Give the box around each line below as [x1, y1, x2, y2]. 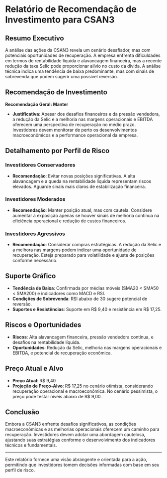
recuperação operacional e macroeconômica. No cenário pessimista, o [12, 388, 158, 394]
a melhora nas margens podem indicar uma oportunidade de [12, 247, 137, 253]
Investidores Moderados [5, 196, 66, 203]
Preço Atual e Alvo [5, 364, 64, 373]
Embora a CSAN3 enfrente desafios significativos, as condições [5, 421, 137, 427]
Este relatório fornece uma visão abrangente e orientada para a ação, [5, 457, 148, 463]
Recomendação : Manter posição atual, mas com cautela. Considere [12, 207, 153, 213]
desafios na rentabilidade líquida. [12, 339, 81, 345]
